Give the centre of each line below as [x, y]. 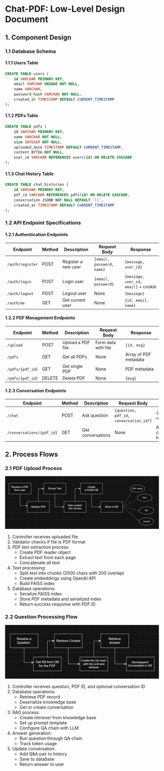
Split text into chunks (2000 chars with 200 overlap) [72, 573]
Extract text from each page [48, 558]
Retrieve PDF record [40, 697]
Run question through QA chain [51, 738]
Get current [74, 300]
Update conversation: [34, 749]
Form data [105, 342]
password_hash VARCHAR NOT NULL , [48, 94]
